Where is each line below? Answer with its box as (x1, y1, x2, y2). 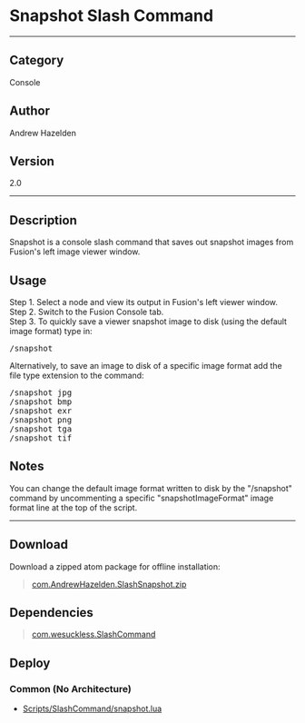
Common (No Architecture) (9, 682, 132, 695)
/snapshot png (9, 415, 73, 425)
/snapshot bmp (9, 397, 73, 407)
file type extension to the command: (9, 370, 144, 381)
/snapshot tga (9, 424, 73, 434)
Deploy (9, 655, 51, 670)
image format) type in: (9, 326, 93, 336)
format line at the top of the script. (9, 501, 138, 513)
